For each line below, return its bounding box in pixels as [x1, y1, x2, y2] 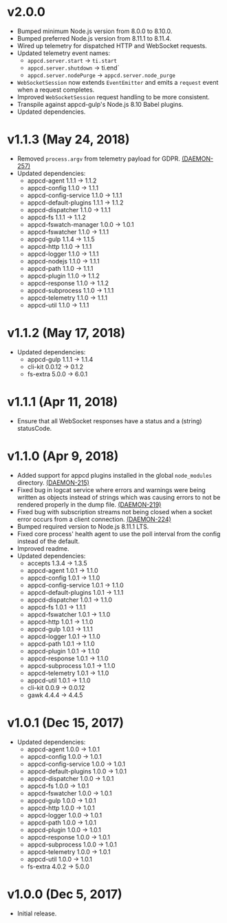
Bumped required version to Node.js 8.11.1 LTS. [17, 522, 149, 531]
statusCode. [17, 424, 52, 432]
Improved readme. [17, 544, 70, 552]
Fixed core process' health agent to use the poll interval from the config [17, 529, 221, 538]
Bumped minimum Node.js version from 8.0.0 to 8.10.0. [17, 27, 173, 35]
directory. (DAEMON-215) [17, 478, 89, 487]
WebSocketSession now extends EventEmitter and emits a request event [17, 78, 219, 86]
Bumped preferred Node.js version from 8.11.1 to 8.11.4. [17, 34, 172, 42]
